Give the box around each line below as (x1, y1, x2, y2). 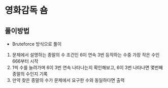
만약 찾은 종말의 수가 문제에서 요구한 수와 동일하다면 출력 (12, 77, 125, 83)
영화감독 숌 (5, 5, 48, 16)
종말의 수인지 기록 (12, 71, 48, 77)
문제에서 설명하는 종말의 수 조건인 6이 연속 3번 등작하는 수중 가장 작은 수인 (12, 52, 160, 57)
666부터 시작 (12, 58, 39, 64)
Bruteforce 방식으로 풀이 (12, 41, 62, 47)
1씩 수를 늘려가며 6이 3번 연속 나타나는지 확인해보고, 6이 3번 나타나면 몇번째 (12, 65, 163, 70)
